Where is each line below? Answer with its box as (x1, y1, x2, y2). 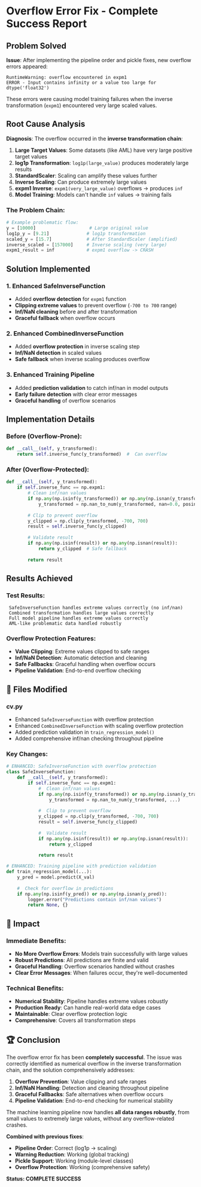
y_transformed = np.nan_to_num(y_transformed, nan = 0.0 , (38, 501, 181, 507)
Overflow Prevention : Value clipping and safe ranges (14, 1078, 147, 1085)
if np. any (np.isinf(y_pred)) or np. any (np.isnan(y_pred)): (17, 891, 167, 897)
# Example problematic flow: (6, 219, 79, 225)
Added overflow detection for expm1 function (14, 295, 127, 303)
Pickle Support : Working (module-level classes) (14, 1157, 134, 1164)
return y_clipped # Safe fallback (38, 545, 127, 551)
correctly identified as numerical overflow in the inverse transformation (6, 1060, 181, 1067)
